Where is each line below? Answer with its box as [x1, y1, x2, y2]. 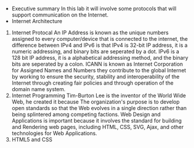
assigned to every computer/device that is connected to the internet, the [11, 36, 188, 42]
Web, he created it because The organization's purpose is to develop [11, 98, 180, 105]
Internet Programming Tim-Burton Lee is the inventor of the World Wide [11, 92, 186, 99]
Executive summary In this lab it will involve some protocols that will [11, 5, 177, 12]
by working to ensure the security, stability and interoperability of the [11, 73, 180, 80]
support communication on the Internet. [11, 11, 109, 18]
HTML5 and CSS [11, 136, 52, 143]
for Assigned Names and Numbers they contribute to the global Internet [11, 67, 186, 73]
